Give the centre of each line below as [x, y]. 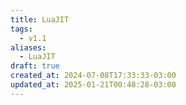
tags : [21, 29]
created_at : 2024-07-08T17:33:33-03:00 [93, 76]
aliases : [28, 47]
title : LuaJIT [40, 19]
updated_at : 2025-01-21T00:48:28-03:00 [93, 85]
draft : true [35, 66]
